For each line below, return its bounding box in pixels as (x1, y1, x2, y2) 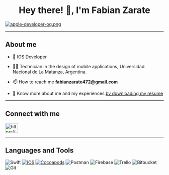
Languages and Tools (5, 146, 74, 154)
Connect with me (5, 110, 60, 118)
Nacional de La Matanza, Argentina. (12, 69, 87, 75)
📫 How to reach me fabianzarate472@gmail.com (12, 79, 118, 85)
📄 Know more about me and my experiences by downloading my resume (12, 90, 163, 96)
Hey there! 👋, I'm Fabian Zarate (18, 5, 151, 16)
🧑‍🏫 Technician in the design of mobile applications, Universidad (12, 63, 145, 69)
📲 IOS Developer (12, 54, 47, 60)
